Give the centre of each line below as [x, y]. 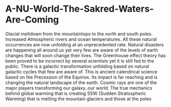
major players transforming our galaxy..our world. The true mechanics [79, 88]
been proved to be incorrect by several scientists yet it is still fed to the [80, 61]
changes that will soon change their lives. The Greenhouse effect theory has [86, 55]
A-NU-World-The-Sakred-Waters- [80, 9]
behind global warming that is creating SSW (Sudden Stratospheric [76, 93]
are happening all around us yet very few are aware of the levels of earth [82, 50]
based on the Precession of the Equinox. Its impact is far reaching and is [81, 77]
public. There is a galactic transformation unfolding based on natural [77, 66]
